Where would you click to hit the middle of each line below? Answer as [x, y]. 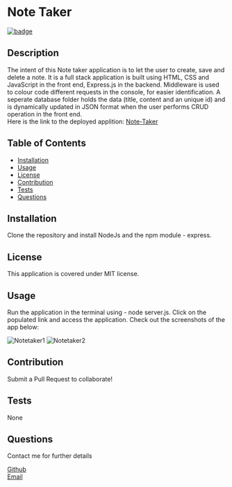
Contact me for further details [50, 456]
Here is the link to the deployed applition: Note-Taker [83, 121]
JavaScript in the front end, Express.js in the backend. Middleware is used [114, 85]
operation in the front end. [44, 114]
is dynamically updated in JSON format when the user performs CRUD [108, 106]
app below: [23, 327]
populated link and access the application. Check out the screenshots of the [116, 319]
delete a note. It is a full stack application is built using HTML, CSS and [108, 77]
